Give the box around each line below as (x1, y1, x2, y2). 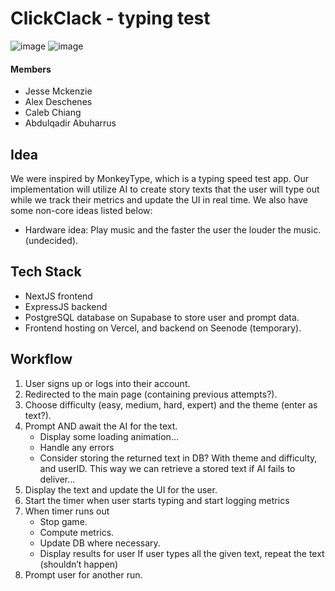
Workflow (10, 351, 73, 368)
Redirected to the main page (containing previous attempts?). (24, 388, 278, 400)
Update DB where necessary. (39, 537, 161, 549)
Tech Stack (10, 263, 82, 281)
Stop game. (39, 515, 88, 527)
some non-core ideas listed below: (10, 204, 153, 216)
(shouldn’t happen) (39, 558, 119, 570)
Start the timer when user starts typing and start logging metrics (24, 494, 290, 506)
